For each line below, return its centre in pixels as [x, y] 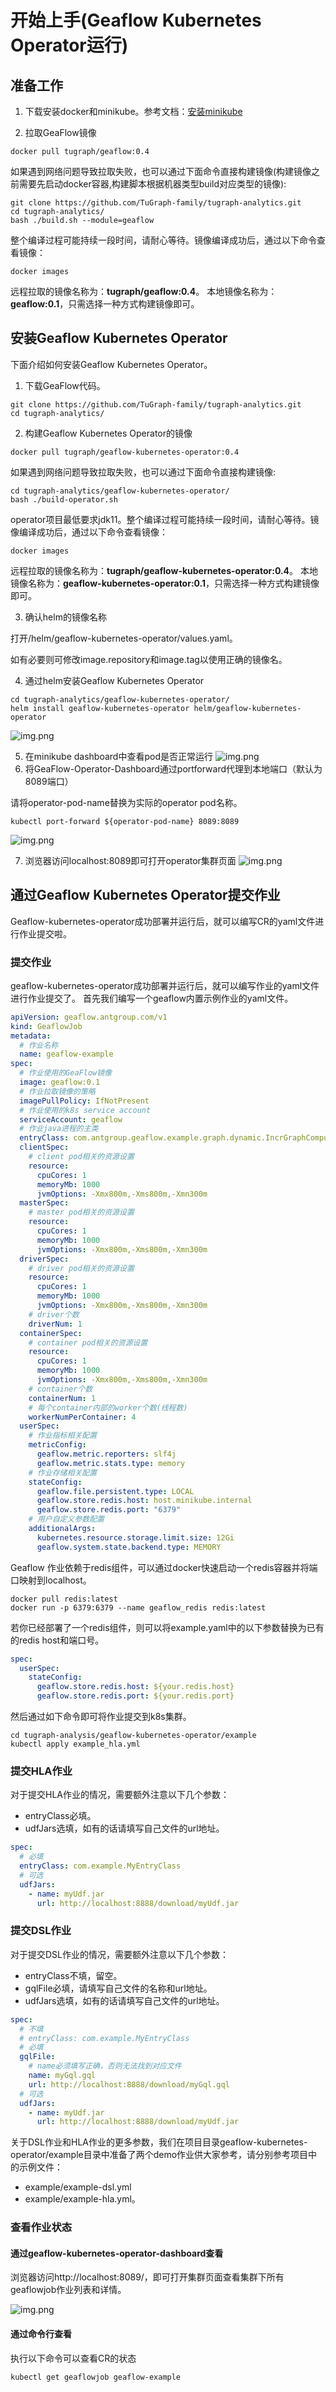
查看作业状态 [41, 2228]
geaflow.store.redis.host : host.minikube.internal [144, 1501]
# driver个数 [54, 1314]
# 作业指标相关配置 [63, 1436]
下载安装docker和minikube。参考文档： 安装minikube [133, 111]
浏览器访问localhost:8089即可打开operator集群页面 [130, 860]
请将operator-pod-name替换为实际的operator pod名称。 [126, 802]
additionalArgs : [62, 1529]
